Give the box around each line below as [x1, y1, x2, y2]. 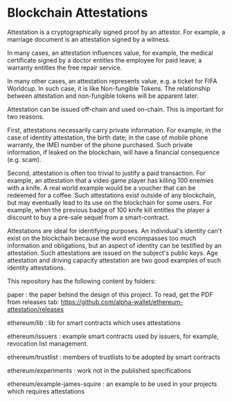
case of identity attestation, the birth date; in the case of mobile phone [7, 133, 208, 142]
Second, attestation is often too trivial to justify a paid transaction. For [7, 169, 206, 177]
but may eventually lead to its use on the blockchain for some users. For [7, 198, 213, 206]
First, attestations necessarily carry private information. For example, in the [7, 126, 222, 134]
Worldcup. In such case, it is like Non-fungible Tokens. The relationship [7, 84, 211, 92]
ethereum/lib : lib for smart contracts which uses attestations [7, 318, 181, 327]
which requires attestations [7, 387, 85, 395]
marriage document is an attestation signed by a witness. [7, 35, 171, 43]
